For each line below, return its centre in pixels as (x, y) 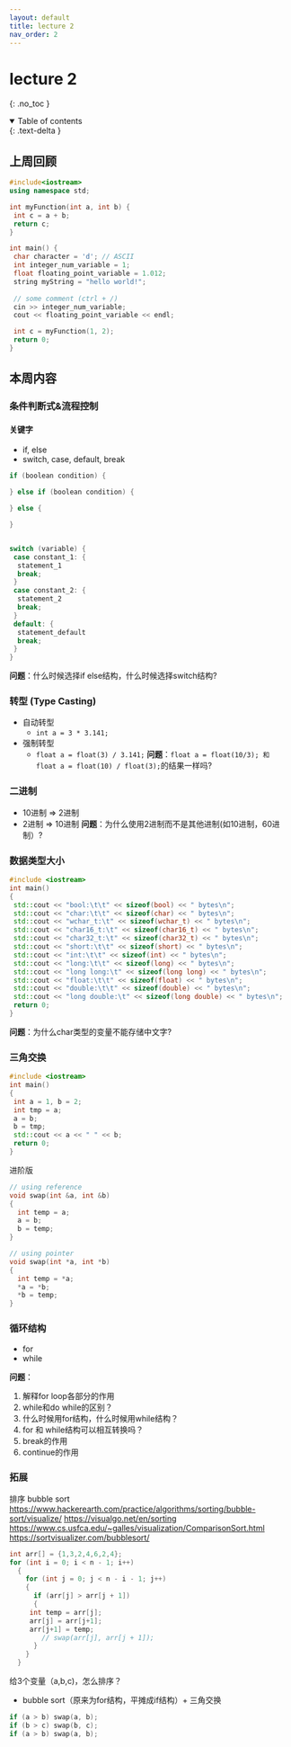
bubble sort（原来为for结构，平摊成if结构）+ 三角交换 (122, 1700)
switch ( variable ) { (48, 548)
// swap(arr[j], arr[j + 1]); (98, 1637)
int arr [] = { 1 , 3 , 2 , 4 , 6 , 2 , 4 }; (66, 1554)
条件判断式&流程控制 (54, 406)
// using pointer (42, 1254)
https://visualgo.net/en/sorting (120, 1518)
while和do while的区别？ (68, 1407)
